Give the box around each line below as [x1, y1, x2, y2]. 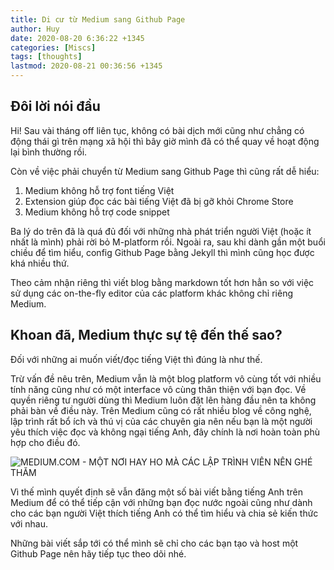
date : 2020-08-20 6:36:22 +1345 [10, 33, 145, 43]
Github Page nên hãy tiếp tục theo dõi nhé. [10, 547, 187, 560]
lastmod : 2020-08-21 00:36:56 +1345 [10, 61, 163, 71]
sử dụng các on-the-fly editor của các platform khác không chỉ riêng [10, 287, 294, 299]
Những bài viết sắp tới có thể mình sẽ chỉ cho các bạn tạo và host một [10, 537, 299, 549]
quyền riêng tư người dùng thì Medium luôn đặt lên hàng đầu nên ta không [10, 394, 317, 406]
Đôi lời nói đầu [10, 98, 101, 115]
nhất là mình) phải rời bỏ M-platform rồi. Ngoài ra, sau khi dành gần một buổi [10, 236, 326, 248]
